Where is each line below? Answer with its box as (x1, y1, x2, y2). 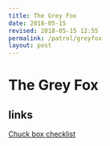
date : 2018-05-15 (8, 19, 67, 27)
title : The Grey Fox (8, 11, 78, 20)
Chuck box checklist (8, 129, 76, 139)
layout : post (8, 42, 52, 50)
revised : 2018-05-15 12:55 (8, 26, 99, 34)
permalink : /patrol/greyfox (8, 34, 103, 43)
